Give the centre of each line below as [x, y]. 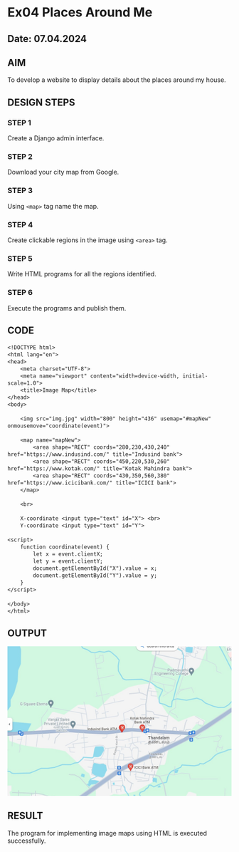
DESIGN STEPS [42, 102]
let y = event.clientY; [68, 561]
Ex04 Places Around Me [80, 12]
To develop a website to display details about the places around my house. [117, 80]
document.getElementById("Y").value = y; [95, 576]
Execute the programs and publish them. [67, 308]
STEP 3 [20, 191]
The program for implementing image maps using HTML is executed [107, 833]
